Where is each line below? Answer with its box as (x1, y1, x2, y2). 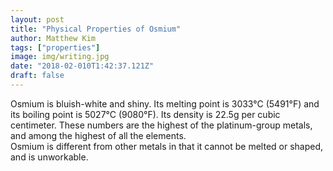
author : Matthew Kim (10, 33, 97, 43)
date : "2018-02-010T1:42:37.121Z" (10, 61, 155, 71)
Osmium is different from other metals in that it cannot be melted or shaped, (10, 140, 324, 152)
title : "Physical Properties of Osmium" (10, 24, 182, 34)
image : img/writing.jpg (10, 52, 110, 62)
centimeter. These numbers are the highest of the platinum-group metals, (10, 119, 313, 131)
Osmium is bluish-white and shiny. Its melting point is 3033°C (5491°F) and (10, 97, 320, 110)
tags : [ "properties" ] (10, 42, 101, 53)
